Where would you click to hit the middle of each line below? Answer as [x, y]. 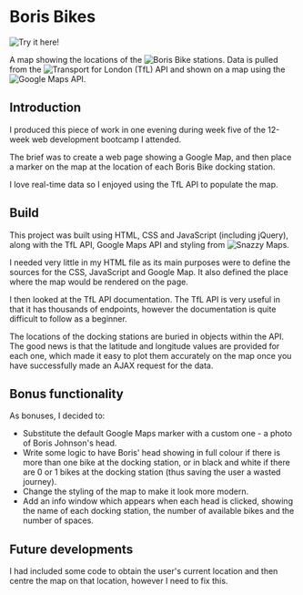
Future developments [71, 549]
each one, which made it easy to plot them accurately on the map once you [151, 355]
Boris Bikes [53, 17]
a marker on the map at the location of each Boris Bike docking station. [142, 167]
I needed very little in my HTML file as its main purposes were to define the [150, 262]
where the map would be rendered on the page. [99, 282]
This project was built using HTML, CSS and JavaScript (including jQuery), [149, 235]
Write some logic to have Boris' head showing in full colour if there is [151, 453]
